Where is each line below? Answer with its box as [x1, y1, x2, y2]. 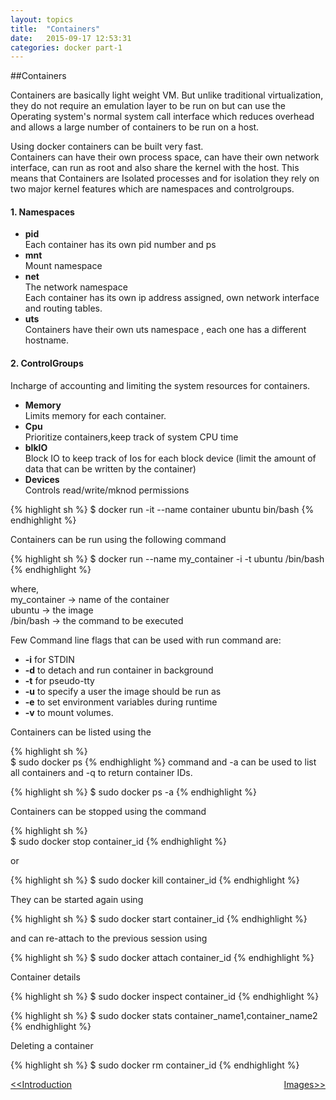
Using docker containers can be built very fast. [10, 141, 204, 153]
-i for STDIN [24, 653, 75, 665]
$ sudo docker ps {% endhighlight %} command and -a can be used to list [10, 756, 317, 768]
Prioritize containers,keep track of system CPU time [24, 431, 239, 443]
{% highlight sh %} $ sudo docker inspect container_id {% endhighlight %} [10, 990, 320, 1002]
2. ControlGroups [10, 357, 84, 370]
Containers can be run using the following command [10, 533, 227, 545]
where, [10, 582, 40, 595]
